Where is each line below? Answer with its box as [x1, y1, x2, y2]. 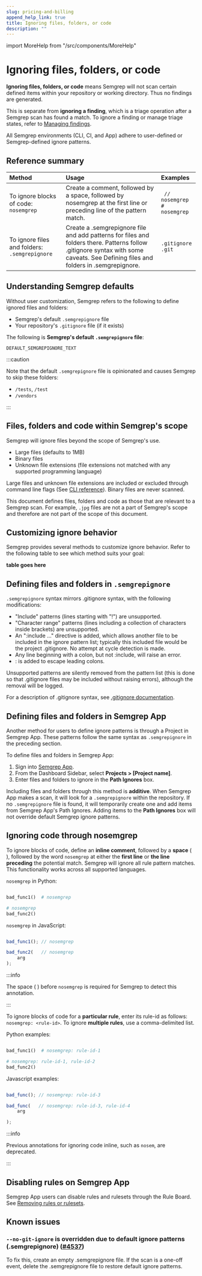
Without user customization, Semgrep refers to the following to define [6, 297, 179, 304]
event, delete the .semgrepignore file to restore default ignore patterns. [6, 1262, 183, 1269]
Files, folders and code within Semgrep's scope [6, 421, 188, 431]
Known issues [6, 1217, 61, 1227]
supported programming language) [14, 467, 102, 475]
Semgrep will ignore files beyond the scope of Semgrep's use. [6, 437, 161, 444]
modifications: [6, 601, 42, 609]
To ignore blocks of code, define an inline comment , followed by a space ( [6, 846, 192, 854]
